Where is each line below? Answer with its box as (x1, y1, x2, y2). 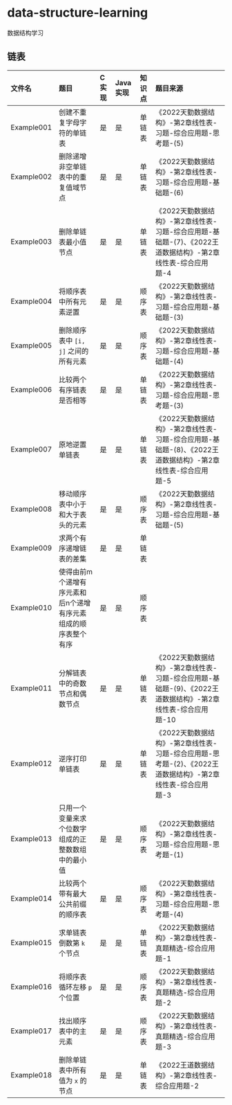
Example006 (10, 384, 52, 394)
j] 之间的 (58, 346, 89, 356)
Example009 (10, 543, 52, 552)
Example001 (10, 123, 52, 132)
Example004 (10, 296, 52, 306)
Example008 (10, 504, 52, 514)
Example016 (10, 982, 52, 991)
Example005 (10, 341, 52, 350)
